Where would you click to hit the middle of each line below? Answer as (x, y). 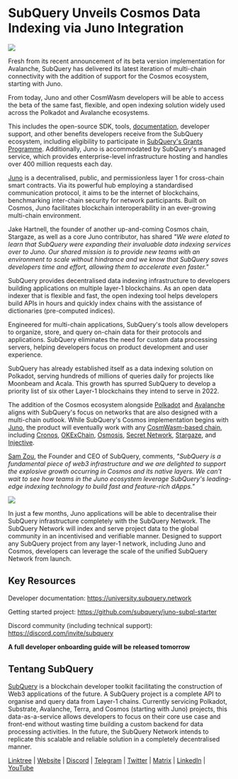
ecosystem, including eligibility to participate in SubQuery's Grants (105, 141)
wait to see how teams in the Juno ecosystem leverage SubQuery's (107, 479)
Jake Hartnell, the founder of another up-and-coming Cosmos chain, (108, 229)
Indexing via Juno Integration (96, 28)
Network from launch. (40, 558)
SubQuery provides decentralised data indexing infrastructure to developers (119, 280)
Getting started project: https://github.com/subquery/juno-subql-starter (113, 612)
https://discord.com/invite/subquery (61, 633)
